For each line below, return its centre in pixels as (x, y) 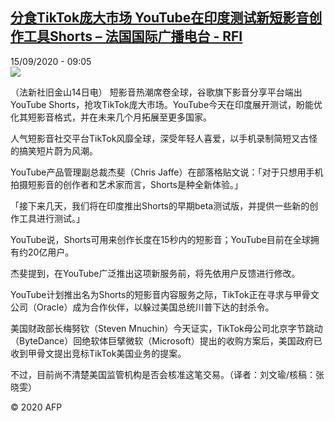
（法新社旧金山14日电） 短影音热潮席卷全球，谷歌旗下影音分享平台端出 (156, 92)
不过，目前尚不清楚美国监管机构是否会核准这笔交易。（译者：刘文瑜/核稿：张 (167, 374)
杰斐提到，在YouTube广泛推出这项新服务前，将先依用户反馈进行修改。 (155, 273)
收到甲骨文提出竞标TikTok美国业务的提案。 (98, 353)
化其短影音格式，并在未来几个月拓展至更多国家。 (111, 117)
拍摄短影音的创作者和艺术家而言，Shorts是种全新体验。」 (126, 184)
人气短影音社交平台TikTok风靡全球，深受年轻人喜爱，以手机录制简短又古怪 (164, 138)
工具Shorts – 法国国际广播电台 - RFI (133, 36)
